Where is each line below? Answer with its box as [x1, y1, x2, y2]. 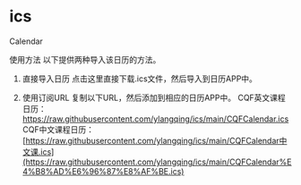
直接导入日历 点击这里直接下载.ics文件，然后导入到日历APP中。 [21, 73, 258, 84]
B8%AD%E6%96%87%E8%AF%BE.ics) [35, 165, 185, 176]
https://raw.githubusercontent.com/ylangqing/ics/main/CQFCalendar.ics [21, 114, 289, 124]
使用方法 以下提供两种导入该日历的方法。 [9, 54, 161, 64]
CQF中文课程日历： [21, 123, 94, 135]
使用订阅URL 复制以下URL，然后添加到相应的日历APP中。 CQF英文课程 [21, 92, 287, 103]
